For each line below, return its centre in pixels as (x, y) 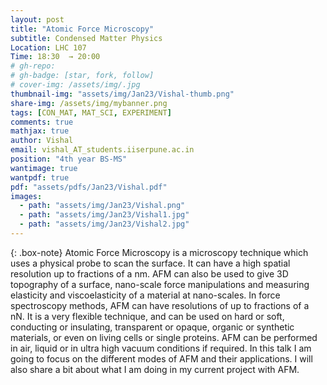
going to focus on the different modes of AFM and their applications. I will (161, 358)
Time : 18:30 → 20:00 (55, 57)
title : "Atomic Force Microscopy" (82, 29)
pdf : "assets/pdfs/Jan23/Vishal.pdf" (89, 187)
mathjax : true (40, 131)
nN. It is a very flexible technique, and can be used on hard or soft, (147, 316)
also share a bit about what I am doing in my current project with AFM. (155, 369)
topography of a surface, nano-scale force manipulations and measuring (160, 284)
